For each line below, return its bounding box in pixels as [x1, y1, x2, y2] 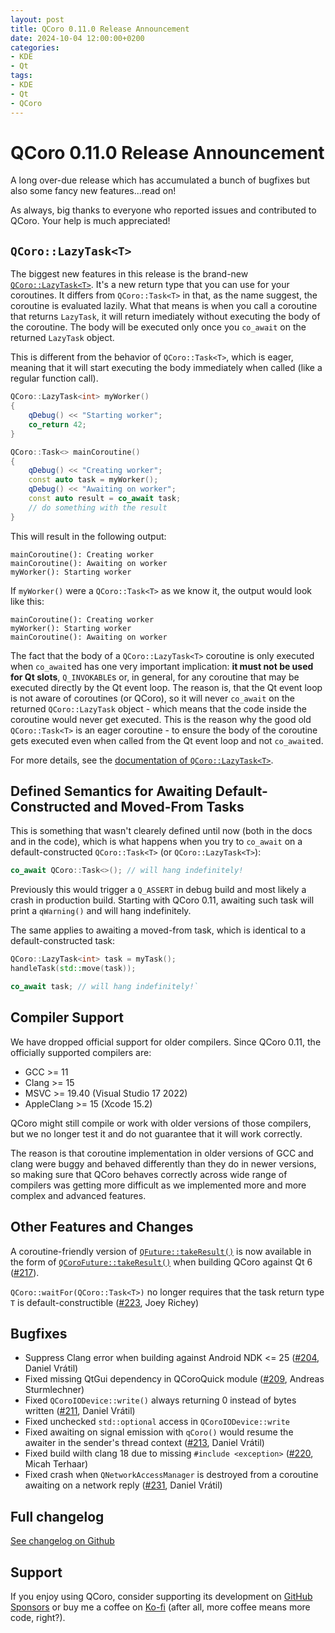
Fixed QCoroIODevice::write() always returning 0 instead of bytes [24, 1394, 297, 1406]
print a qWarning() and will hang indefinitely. [10, 905, 192, 917]
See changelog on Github [10, 1535, 115, 1547]
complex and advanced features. [10, 1189, 147, 1201]
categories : [10, 42, 60, 53]
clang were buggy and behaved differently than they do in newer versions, [10, 1157, 317, 1170]
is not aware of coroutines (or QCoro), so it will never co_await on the [10, 692, 295, 704]
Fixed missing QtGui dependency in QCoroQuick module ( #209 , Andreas [24, 1373, 325, 1385]
